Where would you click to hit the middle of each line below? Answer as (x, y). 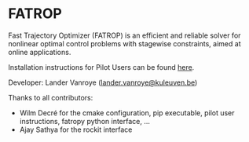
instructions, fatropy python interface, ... (85, 121)
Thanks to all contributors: (51, 97)
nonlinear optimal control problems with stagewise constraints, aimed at (124, 43)
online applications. (40, 52)
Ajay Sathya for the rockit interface (76, 129)
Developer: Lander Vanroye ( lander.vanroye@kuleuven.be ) (103, 82)
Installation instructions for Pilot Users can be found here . (101, 67)
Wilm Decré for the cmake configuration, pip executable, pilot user (127, 113)
